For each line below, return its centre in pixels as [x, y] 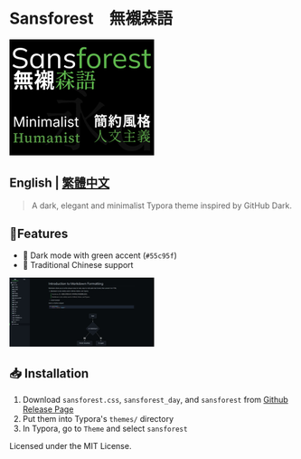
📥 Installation [49, 373]
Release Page [48, 409]
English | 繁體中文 [60, 183]
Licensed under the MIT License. [71, 446]
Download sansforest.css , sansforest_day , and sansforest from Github [155, 400]
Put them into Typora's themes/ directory [98, 419]
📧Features [39, 233]
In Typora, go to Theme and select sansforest [105, 429]
